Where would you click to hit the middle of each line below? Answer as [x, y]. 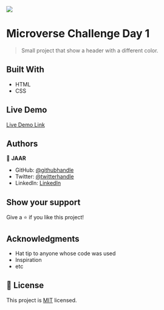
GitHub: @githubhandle [44, 170]
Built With [25, 70]
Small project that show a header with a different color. [90, 50]
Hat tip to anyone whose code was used [65, 253]
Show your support [43, 202]
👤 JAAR [16, 158]
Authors [22, 143]
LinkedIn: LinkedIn [38, 183]
